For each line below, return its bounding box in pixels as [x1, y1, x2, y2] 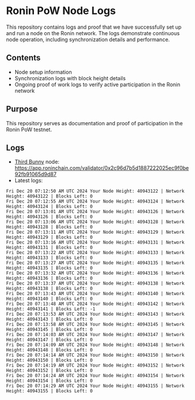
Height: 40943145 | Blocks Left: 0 [6, 327, 93, 333]
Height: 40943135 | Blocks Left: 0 [6, 265, 93, 271]
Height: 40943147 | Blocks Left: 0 [6, 337, 93, 343]
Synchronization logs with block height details [14, 74, 126, 81]
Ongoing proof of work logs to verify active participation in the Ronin [14, 81, 180, 88]
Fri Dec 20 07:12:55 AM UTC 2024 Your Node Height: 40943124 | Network [6, 199, 184, 204]
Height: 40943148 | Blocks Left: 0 [6, 347, 93, 353]
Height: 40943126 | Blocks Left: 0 [6, 214, 93, 220]
